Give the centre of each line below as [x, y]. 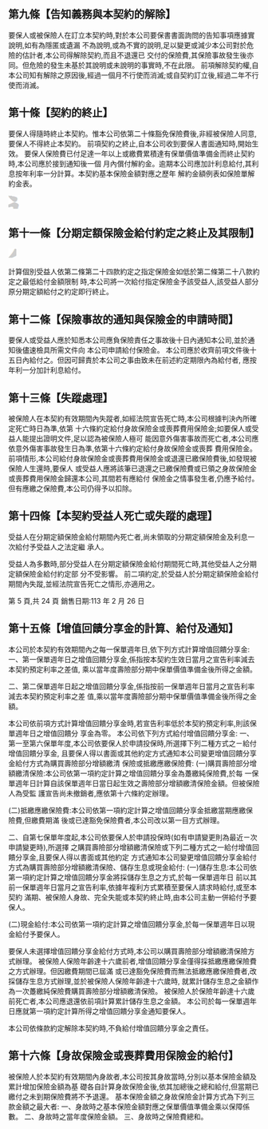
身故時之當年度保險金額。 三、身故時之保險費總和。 [123, 1116]
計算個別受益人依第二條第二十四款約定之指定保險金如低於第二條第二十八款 [130, 272]
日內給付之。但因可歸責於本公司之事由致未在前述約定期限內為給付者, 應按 [136, 360]
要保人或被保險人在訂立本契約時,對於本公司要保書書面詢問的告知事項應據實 [132, 35]
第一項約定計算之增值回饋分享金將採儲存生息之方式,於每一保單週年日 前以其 [132, 877]
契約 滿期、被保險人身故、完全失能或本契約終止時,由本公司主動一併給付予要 [132, 897]
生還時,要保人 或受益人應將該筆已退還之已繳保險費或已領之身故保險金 [143, 469]
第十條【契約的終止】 [61, 113]
